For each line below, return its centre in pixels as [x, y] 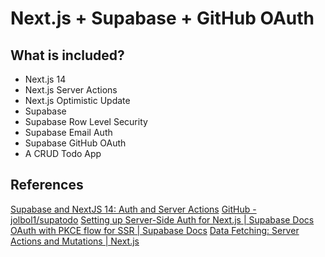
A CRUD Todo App [63, 153]
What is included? [67, 55]
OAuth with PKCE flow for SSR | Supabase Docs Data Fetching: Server [155, 230]
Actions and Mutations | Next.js [75, 241]
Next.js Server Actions [71, 90]
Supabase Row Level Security [86, 121]
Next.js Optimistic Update [77, 100]
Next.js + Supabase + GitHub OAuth [162, 18]
